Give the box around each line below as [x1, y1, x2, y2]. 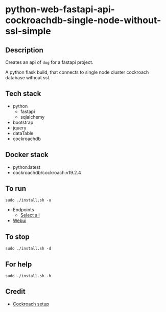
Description [5, 46, 43, 54]
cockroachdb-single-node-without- [5, 14, 161, 26]
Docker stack [5, 150, 49, 159]
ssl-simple [5, 26, 51, 37]
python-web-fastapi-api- [5, 4, 115, 15]
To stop [5, 232, 30, 241]
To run [5, 184, 27, 193]
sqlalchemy [20, 114, 45, 120]
